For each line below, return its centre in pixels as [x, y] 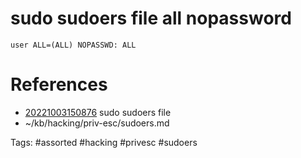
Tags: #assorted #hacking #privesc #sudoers [104, 142]
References [59, 84]
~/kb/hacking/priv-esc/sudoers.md [97, 123]
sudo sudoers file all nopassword [151, 18]
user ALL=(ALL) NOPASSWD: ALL [73, 45]
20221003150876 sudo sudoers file [98, 112]
